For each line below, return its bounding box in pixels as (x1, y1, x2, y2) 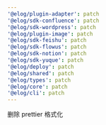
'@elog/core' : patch (7, 83, 69, 90)
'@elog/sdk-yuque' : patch (7, 57, 83, 64)
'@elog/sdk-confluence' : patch (7, 17, 100, 24)
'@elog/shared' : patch (7, 70, 74, 77)
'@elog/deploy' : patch (7, 63, 74, 70)
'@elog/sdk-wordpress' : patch (7, 23, 97, 31)
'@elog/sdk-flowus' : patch (7, 43, 87, 50)
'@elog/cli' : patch (7, 89, 65, 97)
